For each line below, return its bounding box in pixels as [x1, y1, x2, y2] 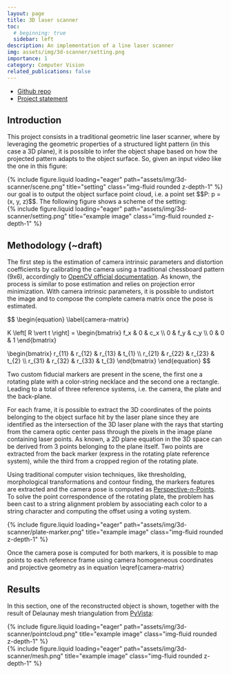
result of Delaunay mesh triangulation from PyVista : [7, 609, 154, 617]
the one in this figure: [7, 162, 68, 170]
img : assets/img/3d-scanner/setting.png [7, 49, 125, 56]
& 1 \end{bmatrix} [7, 336, 57, 344]
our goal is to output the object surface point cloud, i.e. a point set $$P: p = [7, 190, 221, 198]
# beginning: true [13, 29, 67, 37]
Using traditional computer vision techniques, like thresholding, [7, 471, 186, 479]
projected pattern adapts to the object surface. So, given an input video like [7, 155, 222, 163]
